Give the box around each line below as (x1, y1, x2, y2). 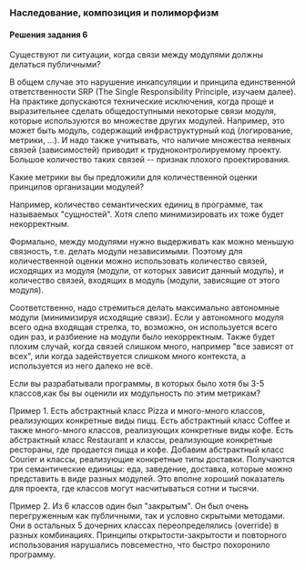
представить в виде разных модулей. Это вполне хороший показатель (9, 473, 285, 484)
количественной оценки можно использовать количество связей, (9, 255, 268, 266)
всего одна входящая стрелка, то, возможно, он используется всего (9, 322, 278, 333)
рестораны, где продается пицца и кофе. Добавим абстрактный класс (9, 444, 285, 455)
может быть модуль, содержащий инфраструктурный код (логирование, (9, 125, 293, 136)
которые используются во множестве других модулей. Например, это (9, 116, 285, 127)
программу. (9, 549, 56, 560)
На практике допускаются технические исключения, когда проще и (9, 96, 275, 107)
